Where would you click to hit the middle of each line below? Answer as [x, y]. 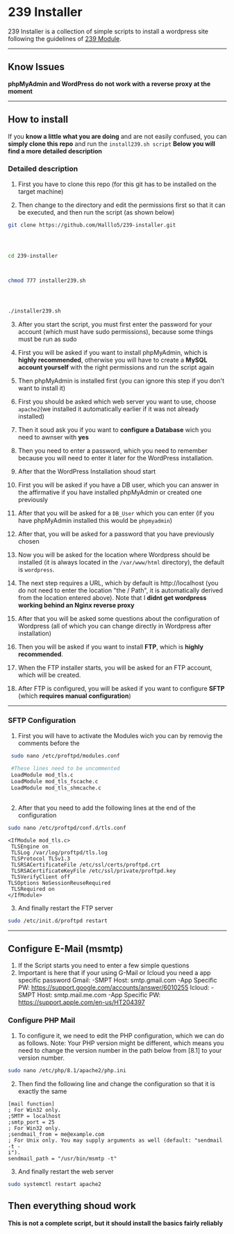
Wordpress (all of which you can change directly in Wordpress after [115, 626]
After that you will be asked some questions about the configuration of [119, 619]
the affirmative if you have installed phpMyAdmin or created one [110, 492]
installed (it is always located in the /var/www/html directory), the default [121, 562]
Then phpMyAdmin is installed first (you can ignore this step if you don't [121, 381]
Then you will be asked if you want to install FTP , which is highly [111, 647]
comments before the [49, 743]
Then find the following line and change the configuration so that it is [116, 1083]
